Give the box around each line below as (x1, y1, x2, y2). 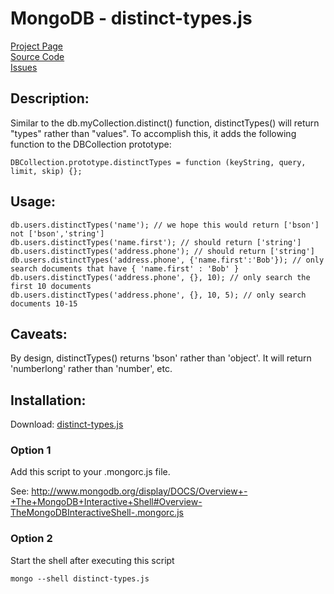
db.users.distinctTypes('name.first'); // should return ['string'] (10, 237, 302, 247)
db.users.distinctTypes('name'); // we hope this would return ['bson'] (10, 220, 320, 230)
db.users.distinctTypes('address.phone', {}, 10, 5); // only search (10, 290, 307, 300)
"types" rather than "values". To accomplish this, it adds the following (10, 127, 297, 139)
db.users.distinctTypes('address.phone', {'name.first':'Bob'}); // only (10, 255, 325, 265)
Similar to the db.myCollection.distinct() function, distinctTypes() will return (10, 117, 320, 129)
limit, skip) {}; (10, 166, 83, 176)
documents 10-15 (10, 298, 78, 309)
